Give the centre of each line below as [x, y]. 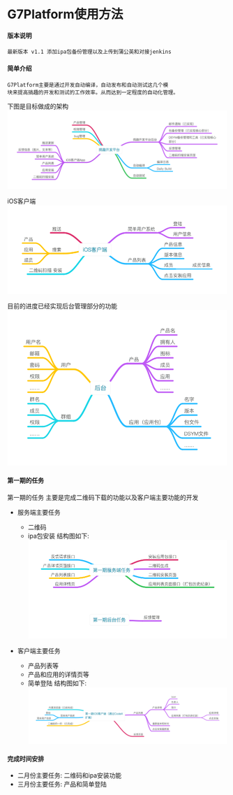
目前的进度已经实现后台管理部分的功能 [62, 306]
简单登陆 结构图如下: [57, 683]
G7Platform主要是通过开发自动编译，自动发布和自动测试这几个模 [88, 85]
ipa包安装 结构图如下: [58, 536]
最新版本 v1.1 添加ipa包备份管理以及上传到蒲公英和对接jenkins [90, 52]
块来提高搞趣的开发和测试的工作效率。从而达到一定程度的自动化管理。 [93, 92]
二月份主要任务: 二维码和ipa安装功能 [69, 775]
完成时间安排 [25, 759]
